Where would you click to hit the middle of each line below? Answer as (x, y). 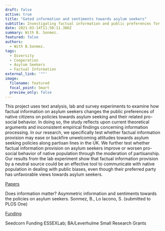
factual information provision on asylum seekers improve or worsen (74, 148)
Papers (12, 184)
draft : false (19, 10)
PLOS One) (17, 204)
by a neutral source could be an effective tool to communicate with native (80, 164)
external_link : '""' (26, 74)
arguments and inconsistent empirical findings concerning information (77, 127)
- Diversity (22, 56)
